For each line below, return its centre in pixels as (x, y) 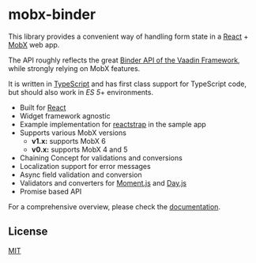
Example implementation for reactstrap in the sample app (113, 124)
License (28, 232)
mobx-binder (52, 15)
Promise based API (51, 191)
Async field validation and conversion (81, 175)
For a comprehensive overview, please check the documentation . (115, 206)
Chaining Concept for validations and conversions (101, 158)
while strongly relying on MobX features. (74, 68)
